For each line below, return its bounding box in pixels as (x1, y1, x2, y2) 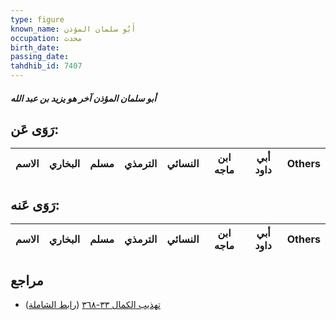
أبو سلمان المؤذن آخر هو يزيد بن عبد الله (10, 92, 157, 104)
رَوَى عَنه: (10, 196, 60, 213)
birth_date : (10, 42, 60, 53)
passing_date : (10, 52, 70, 62)
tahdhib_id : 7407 (10, 61, 83, 71)
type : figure (10, 14, 65, 25)
